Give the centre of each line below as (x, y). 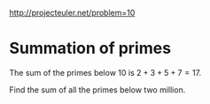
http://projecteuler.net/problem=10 (72, 13)
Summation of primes (90, 48)
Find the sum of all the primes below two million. (97, 89)
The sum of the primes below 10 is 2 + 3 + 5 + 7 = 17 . (105, 72)
